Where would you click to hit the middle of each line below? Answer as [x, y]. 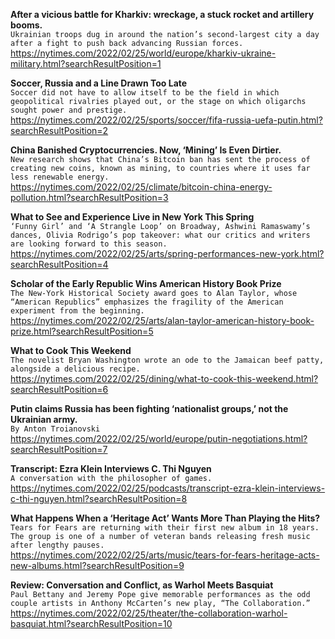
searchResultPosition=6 [59, 389]
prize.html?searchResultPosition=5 [82, 331]
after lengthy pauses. [57, 545]
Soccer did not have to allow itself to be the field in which [145, 93]
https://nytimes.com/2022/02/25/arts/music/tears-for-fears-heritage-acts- [165, 555]
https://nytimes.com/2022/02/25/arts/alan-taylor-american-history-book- [162, 320]
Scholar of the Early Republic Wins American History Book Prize [146, 283]
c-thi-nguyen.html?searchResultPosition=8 [99, 498]
